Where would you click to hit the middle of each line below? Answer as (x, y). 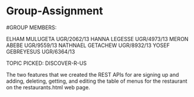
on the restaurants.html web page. (48, 87)
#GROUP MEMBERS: (31, 27)
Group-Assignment (55, 11)
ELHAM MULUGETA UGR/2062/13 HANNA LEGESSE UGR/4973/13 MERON (97, 39)
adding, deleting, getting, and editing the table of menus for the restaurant (97, 81)
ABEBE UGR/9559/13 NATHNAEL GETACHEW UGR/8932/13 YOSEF (88, 45)
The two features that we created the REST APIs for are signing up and (93, 74)
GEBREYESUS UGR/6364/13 (41, 51)
